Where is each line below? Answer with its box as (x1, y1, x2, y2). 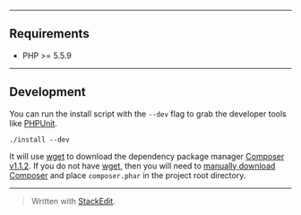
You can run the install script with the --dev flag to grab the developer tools (9, 108, 287, 119)
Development (9, 84, 87, 99)
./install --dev (9, 135, 70, 144)
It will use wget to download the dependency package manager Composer (9, 150, 285, 161)
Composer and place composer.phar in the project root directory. (9, 169, 246, 180)
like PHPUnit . (9, 117, 58, 128)
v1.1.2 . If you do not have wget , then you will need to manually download (9, 160, 276, 171)
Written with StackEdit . (30, 195, 116, 206)
